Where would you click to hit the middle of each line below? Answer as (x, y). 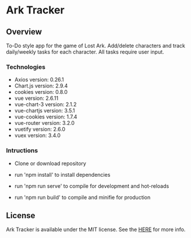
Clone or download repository (50, 163)
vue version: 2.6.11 (36, 98)
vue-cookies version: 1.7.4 (46, 117)
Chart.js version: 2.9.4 (41, 86)
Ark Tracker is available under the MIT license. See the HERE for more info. (96, 230)
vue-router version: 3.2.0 (44, 123)
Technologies (26, 66)
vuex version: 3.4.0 (38, 135)
